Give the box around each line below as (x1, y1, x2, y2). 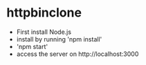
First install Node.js (16, 28, 72, 36)
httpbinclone (6, 5, 82, 21)
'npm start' (16, 42, 48, 50)
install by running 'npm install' (16, 35, 102, 43)
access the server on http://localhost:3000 (16, 50, 139, 58)
